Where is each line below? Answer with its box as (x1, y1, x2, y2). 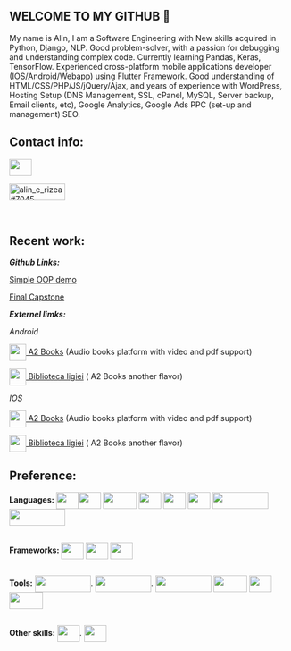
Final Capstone (9, 292, 65, 302)
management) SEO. (9, 108, 80, 119)
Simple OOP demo (9, 275, 78, 285)
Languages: (9, 495, 55, 505)
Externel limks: (9, 309, 67, 320)
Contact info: (9, 135, 85, 150)
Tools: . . (9, 578, 154, 588)
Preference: (9, 468, 78, 483)
